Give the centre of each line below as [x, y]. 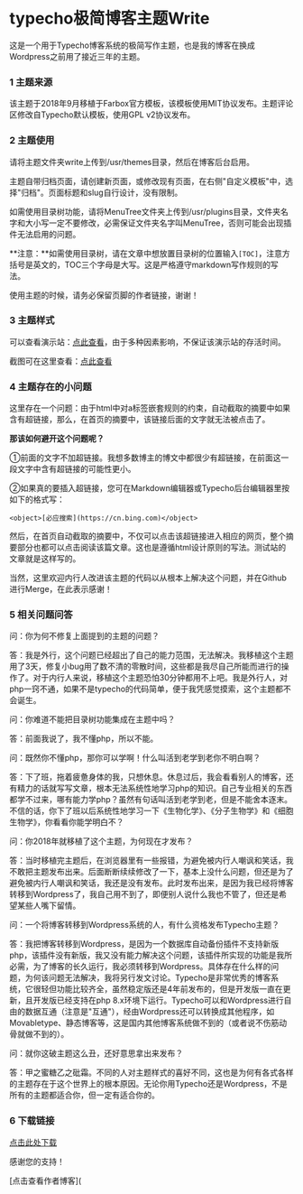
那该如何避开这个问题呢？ [57, 439]
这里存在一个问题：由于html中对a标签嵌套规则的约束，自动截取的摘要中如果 [150, 408]
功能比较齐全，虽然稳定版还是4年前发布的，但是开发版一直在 [170, 989]
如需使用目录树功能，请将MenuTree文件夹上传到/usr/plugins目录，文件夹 [145, 211]
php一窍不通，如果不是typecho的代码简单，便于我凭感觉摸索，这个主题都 [147, 689]
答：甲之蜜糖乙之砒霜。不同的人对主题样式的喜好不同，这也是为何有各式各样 [151, 1073]
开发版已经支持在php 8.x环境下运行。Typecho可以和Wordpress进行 [158, 1000]
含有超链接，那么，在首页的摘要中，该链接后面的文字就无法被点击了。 [140, 420]
